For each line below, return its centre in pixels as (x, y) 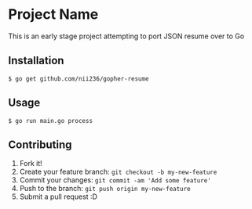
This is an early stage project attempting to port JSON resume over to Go (126, 36)
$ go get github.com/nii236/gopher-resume (79, 79)
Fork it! (31, 164)
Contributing (40, 144)
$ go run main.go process (50, 121)
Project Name (53, 14)
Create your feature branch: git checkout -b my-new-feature (118, 172)
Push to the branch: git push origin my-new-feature (105, 189)
